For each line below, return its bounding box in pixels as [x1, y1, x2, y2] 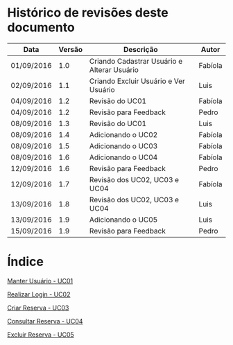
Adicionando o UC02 [89, 130, 158, 139]
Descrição [123, 44, 158, 54]
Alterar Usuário [89, 64, 139, 74]
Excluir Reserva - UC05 [7, 330, 74, 339]
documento [7, 19, 75, 35]
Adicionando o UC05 [89, 215, 158, 224]
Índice [7, 254, 44, 269]
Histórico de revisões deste [7, 5, 169, 21]
